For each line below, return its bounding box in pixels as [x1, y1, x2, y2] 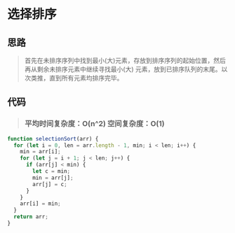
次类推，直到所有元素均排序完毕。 [24, 74, 123, 82]
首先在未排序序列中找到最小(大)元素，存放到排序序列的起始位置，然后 [24, 57, 227, 64]
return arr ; [13, 213, 49, 220]
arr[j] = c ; [32, 181, 68, 188]
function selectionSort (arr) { [7, 135, 99, 142]
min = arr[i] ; [20, 148, 61, 155]
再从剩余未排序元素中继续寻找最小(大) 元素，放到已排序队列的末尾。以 [24, 65, 228, 73]
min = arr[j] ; [32, 174, 74, 181]
